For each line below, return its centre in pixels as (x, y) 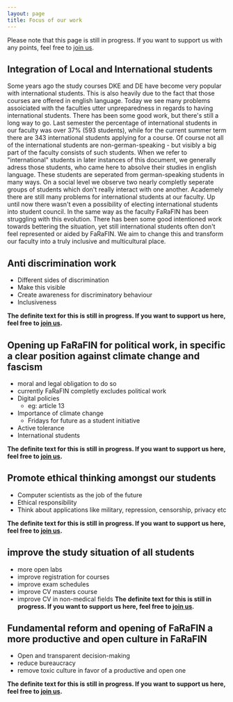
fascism (25, 367)
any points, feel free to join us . (50, 47)
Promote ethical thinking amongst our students (112, 478)
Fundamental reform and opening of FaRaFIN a (110, 628)
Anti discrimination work (62, 263)
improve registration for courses (63, 577)
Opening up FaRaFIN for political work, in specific (116, 345)
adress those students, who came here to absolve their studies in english (112, 167)
